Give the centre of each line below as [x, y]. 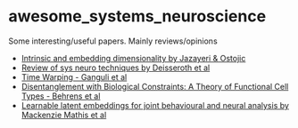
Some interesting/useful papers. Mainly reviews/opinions [113, 41]
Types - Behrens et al [61, 96]
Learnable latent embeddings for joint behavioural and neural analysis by [155, 105]
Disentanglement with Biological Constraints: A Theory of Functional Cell [155, 86]
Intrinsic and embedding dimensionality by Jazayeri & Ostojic [133, 58]
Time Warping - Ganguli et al [74, 76]
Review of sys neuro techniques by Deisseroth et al [116, 68]
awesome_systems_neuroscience [137, 16]
